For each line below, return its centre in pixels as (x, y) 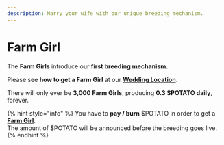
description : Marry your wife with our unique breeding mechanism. (105, 13)
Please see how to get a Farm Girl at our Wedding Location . (92, 79)
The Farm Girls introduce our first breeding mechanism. (88, 66)
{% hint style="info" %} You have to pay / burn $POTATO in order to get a (111, 113)
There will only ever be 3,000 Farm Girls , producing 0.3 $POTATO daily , (110, 92)
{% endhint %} (28, 135)
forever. (18, 100)
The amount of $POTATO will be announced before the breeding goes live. (112, 128)
